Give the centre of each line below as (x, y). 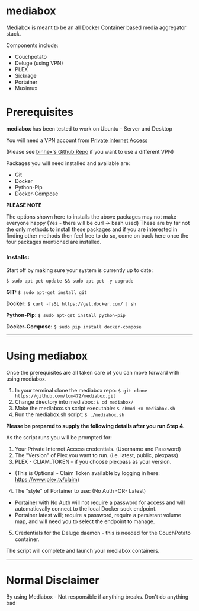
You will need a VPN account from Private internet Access (77, 140)
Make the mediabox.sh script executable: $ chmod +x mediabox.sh (95, 409)
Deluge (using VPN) (39, 63)
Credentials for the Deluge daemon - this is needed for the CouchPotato (102, 533)
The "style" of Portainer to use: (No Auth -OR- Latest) (80, 491)
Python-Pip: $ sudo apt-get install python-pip (66, 315)
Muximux (26, 88)
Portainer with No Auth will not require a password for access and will (100, 502)
